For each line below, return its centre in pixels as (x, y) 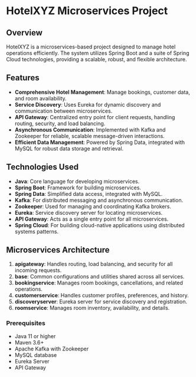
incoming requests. (38, 270)
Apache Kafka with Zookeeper (52, 349)
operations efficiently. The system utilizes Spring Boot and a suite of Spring (98, 53)
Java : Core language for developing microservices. (77, 181)
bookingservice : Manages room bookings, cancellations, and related (99, 283)
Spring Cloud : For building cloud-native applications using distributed (99, 225)
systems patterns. (37, 231)
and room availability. (40, 98)
